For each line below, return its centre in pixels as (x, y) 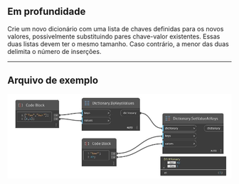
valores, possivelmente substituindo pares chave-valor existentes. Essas (114, 36)
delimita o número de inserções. (54, 51)
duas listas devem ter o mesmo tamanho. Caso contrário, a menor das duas (118, 44)
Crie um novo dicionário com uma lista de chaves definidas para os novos (116, 28)
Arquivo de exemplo (53, 81)
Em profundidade (47, 12)
